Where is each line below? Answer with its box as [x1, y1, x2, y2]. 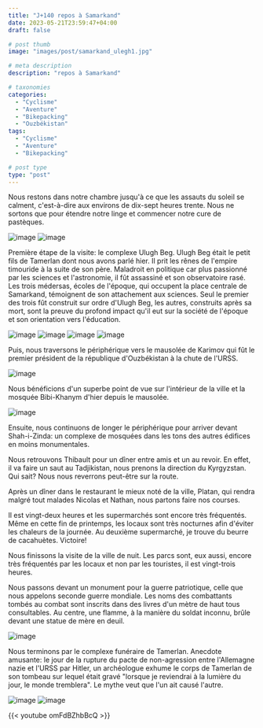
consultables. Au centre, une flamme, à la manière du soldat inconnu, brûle [8, 608, 251, 618]
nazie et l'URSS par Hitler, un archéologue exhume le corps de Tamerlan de [8, 663, 253, 673]
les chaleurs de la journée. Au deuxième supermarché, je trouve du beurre [8, 527, 249, 537]
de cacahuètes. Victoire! [8, 536, 87, 545]
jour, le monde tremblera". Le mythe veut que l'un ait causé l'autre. [8, 680, 224, 689]
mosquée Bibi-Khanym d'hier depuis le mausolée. [8, 393, 170, 402]
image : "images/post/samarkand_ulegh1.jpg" [8, 48, 153, 56]
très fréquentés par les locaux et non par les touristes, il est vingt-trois [8, 560, 236, 569]
